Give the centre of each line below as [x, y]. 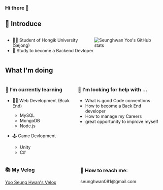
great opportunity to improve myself [122, 121]
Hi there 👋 [17, 8]
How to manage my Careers [114, 116]
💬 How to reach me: [104, 171]
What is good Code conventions [118, 100]
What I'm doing [29, 70]
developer [96, 111]
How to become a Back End [114, 106]
